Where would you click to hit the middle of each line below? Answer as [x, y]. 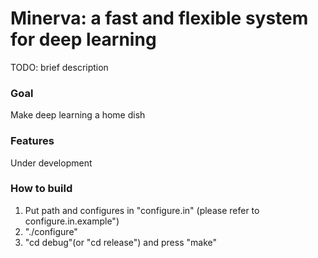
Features [32, 141]
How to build [41, 189]
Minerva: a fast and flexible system [159, 18]
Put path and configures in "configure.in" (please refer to [142, 210]
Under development [51, 163]
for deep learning [83, 39]
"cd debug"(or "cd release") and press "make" [120, 242]
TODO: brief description [59, 67]
